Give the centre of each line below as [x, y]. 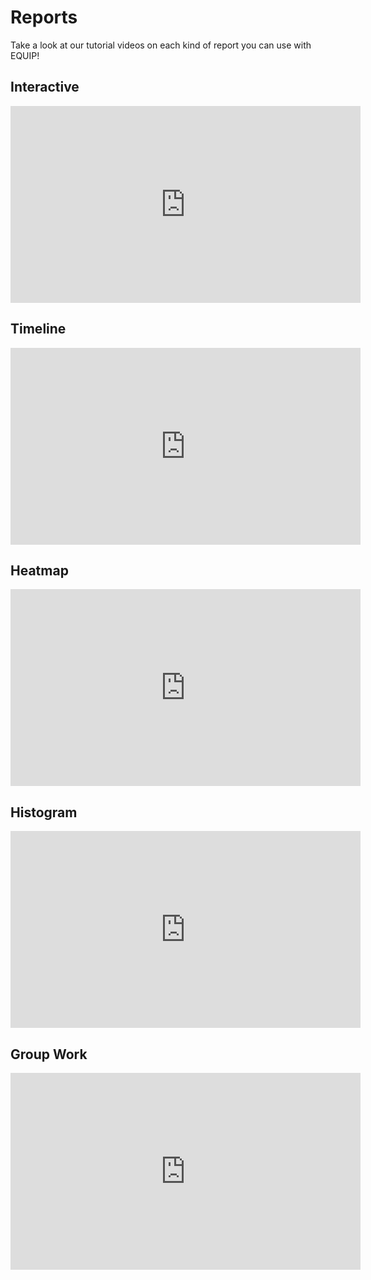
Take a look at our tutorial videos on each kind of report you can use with [161, 45]
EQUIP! [25, 55]
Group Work [49, 1054]
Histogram [44, 812]
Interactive [45, 87]
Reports [44, 17]
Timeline [38, 329]
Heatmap [39, 570]
